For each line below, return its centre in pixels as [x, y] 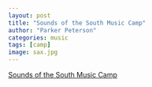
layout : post [30, 15]
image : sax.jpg [33, 52]
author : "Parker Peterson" [52, 30]
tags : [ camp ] [30, 45]
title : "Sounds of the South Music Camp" [77, 23]
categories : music [38, 38]
